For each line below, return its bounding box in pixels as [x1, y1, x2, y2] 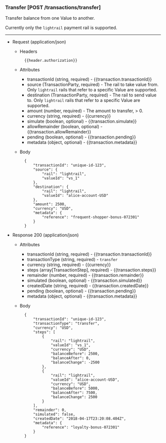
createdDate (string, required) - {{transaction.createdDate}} [27, 283, 149, 289]
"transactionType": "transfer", [33, 321, 100, 326]
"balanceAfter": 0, [50, 355, 91, 361]
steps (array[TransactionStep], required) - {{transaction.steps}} [27, 267, 157, 273]
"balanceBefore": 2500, [50, 352, 100, 356]
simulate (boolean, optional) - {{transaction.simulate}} [27, 118, 137, 125]
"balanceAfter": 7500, [50, 390, 98, 396]
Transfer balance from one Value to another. [5, 15, 95, 21]
